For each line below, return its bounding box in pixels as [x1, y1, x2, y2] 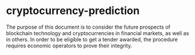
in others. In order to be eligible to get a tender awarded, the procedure [6, 36, 178, 43]
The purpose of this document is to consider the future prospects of [6, 23, 171, 30]
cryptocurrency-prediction [6, 4, 140, 18]
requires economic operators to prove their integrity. [6, 42, 133, 49]
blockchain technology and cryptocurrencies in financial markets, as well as [6, 29, 189, 36]
